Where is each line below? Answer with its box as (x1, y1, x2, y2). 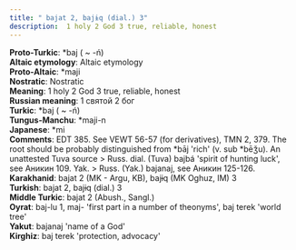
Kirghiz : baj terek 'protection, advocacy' (9, 230, 161, 241)
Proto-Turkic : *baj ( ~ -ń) (9, 46, 104, 57)
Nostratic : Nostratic (9, 75, 84, 86)
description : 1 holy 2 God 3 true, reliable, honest (9, 22, 218, 31)
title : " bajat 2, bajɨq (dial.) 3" (9, 13, 148, 23)
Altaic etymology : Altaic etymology (9, 56, 143, 67)
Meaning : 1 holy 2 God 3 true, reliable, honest (9, 85, 181, 96)
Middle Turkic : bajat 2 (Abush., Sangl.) (9, 192, 155, 203)
